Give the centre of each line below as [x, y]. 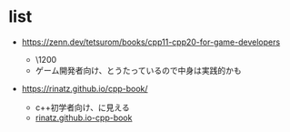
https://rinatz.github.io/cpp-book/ [85, 88]
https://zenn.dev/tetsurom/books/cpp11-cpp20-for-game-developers [151, 42]
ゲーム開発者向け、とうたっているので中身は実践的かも [138, 70]
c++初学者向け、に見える [82, 107]
